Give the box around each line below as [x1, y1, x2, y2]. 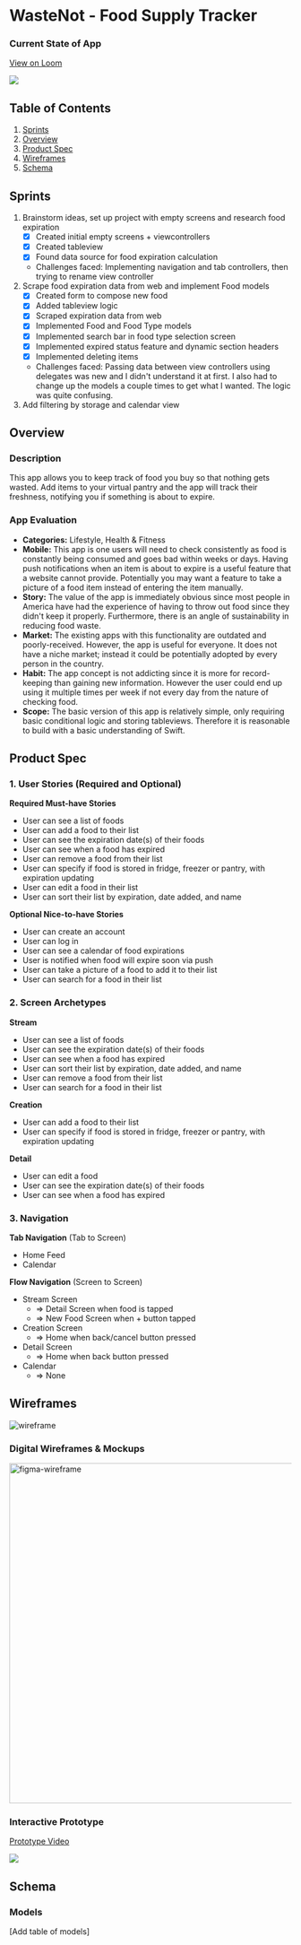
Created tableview [35, 241, 104, 252]
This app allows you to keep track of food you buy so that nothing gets [9, 473, 271, 483]
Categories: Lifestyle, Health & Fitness [21, 534, 166, 545]
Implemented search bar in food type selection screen [35, 331, 236, 342]
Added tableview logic [35, 300, 118, 311]
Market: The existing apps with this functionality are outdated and [21, 630, 267, 640]
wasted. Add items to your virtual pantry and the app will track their [9, 482, 258, 493]
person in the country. [21, 658, 105, 669]
